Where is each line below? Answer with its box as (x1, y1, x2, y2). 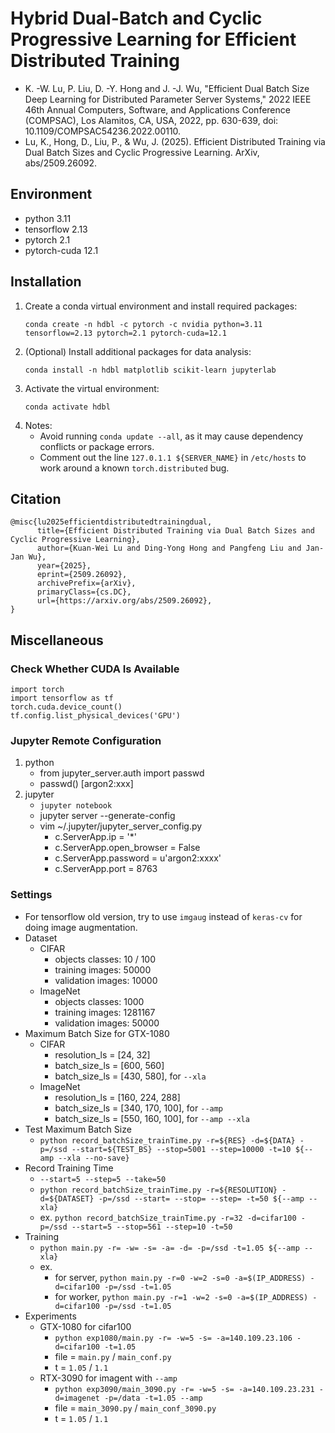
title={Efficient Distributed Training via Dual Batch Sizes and (36, 526, 315, 536)
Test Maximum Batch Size (24, 1123, 132, 1135)
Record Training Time (24, 1162, 114, 1174)
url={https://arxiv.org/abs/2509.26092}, (36, 596, 213, 606)
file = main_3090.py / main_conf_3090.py (54, 1402, 217, 1414)
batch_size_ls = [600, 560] (54, 1059, 165, 1071)
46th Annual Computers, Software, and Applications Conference (24, 103, 291, 116)
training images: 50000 (54, 963, 152, 976)
